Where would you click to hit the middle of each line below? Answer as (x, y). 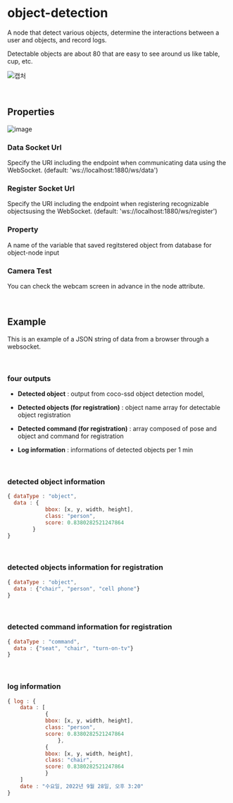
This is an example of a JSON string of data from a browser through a (108, 339)
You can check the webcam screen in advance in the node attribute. (106, 286)
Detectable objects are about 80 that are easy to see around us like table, (114, 54)
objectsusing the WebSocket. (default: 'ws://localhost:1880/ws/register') (112, 211)
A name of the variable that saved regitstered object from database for (110, 245)
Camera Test (30, 271)
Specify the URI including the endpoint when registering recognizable (108, 204)
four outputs (29, 378)
